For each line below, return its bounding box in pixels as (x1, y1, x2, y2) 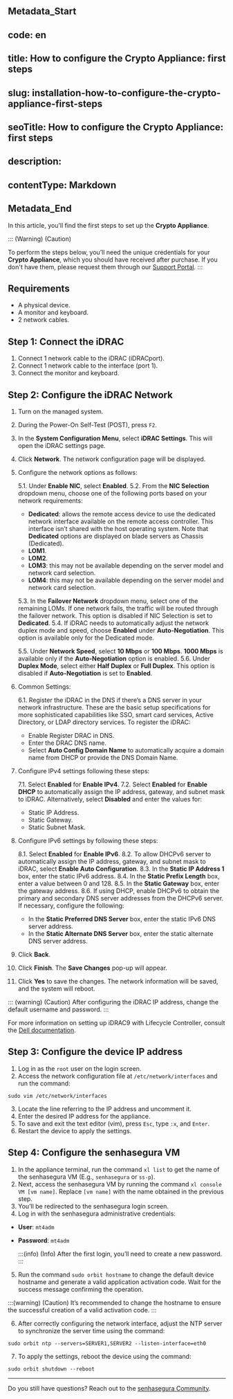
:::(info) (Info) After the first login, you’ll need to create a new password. (17, 1249, 223, 1258)
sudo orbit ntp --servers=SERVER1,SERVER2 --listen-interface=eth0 (8, 1339, 207, 1347)
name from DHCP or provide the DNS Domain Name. (28, 753, 178, 761)
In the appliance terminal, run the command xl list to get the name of (17, 1165, 220, 1173)
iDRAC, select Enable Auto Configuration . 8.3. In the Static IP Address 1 (17, 865, 225, 873)
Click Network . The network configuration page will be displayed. (17, 455, 206, 463)
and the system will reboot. (17, 984, 95, 993)
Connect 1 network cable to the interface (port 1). (17, 361, 158, 370)
